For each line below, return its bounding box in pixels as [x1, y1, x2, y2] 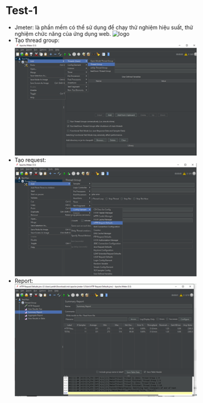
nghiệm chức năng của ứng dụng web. [14, 30, 111, 37]
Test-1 [5, 4, 38, 18]
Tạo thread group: [14, 36, 60, 44]
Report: [14, 277, 33, 284]
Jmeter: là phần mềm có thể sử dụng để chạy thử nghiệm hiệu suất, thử [14, 24, 193, 31]
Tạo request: [14, 156, 47, 164]
